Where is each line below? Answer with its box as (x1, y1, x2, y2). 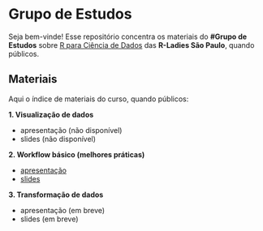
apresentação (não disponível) (19, 125, 123, 135)
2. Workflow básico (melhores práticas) (8, 149, 145, 159)
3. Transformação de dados (8, 190, 104, 199)
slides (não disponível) (19, 134, 96, 143)
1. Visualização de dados (8, 109, 94, 119)
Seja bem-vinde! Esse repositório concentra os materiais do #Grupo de (8, 32, 248, 41)
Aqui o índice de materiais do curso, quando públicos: (8, 94, 189, 104)
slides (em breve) (19, 214, 79, 224)
